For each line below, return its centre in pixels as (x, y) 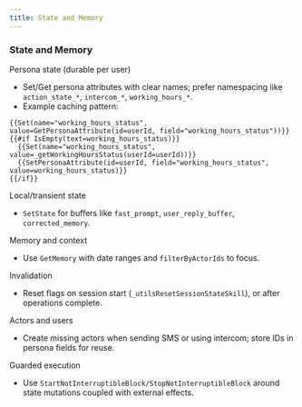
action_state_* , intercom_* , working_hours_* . (107, 96)
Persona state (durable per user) (70, 69)
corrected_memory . (56, 223)
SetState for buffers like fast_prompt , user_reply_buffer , (129, 213)
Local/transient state (48, 195)
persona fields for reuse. (68, 347)
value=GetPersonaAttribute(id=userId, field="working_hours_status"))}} (150, 131)
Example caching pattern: (71, 106)
